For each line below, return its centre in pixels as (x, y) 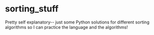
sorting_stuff (32, 9)
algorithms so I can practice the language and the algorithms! (66, 27)
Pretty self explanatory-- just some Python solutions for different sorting (77, 22)
